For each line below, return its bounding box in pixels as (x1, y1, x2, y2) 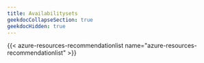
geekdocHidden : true (7, 23, 66, 29)
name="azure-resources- (125, 42, 197, 50)
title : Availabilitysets (7, 10, 78, 17)
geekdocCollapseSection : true (7, 16, 94, 23)
